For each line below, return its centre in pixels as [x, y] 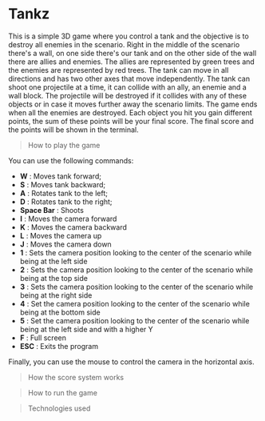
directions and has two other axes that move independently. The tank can [129, 78]
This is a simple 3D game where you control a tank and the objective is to [129, 36]
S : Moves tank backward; [63, 184]
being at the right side [56, 295]
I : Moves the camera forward [68, 219]
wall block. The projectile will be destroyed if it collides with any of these [128, 95]
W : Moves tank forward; [61, 176]
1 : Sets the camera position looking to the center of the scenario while [136, 252]
